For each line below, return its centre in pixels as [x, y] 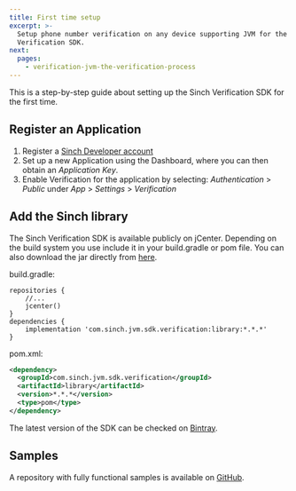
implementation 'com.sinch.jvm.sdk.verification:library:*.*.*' [146, 329]
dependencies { [37, 321]
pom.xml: [26, 353]
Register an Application [75, 130]
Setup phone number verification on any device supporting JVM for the [152, 34]
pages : [29, 59]
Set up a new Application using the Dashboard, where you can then [145, 160]
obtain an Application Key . [70, 170]
